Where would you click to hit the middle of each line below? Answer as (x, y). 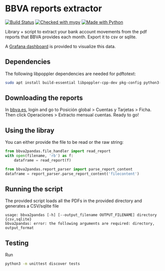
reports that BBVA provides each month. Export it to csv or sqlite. (71, 37)
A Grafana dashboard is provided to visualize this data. (61, 46)
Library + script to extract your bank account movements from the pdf (76, 31)
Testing (17, 243)
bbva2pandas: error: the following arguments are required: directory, (80, 224)
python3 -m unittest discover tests (42, 264)
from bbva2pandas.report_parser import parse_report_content (69, 169)
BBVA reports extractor (54, 9)
